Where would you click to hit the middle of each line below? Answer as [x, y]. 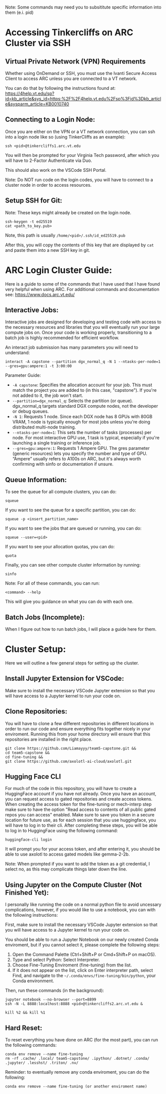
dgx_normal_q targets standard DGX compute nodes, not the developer [85, 406]
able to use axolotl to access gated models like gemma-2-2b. [67, 854]
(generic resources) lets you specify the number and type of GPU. [80, 453]
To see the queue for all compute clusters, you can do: [61, 492]
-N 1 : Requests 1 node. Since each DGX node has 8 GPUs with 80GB [82, 417]
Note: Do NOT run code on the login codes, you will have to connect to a [79, 180]
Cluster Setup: [35, 649]
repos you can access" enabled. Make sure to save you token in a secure [80, 815]
